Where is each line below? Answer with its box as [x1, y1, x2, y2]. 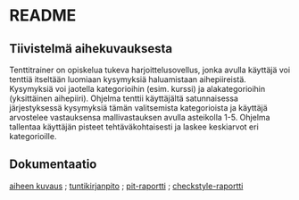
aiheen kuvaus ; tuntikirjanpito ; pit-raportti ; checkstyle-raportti [9, 180, 244, 191]
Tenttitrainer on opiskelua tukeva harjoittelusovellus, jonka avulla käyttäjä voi [9, 64, 291, 75]
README [9, 5, 77, 26]
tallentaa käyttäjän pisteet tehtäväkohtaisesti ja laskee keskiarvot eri [9, 121, 259, 132]
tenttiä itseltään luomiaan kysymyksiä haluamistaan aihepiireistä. [9, 74, 247, 85]
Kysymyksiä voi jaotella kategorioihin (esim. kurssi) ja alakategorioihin [9, 84, 266, 94]
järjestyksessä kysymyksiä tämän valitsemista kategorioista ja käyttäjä [9, 103, 268, 112]
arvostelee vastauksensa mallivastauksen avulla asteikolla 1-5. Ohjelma [9, 112, 270, 122]
